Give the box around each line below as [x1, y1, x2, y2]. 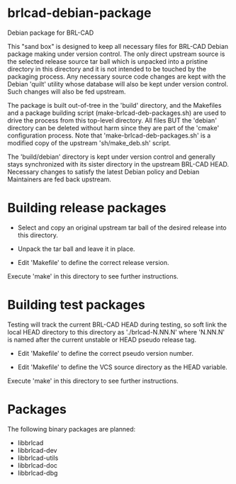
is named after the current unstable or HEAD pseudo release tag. [7, 335, 197, 344]
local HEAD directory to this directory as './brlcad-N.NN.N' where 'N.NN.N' [7, 327, 225, 336]
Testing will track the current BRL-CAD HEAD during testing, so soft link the [7, 320, 227, 329]
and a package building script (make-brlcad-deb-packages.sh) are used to [7, 108, 227, 117]
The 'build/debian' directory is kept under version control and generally [7, 152, 216, 161]
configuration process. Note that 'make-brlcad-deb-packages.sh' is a [7, 131, 211, 140]
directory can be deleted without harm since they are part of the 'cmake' [7, 123, 220, 132]
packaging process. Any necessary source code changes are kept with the [7, 72, 226, 81]
